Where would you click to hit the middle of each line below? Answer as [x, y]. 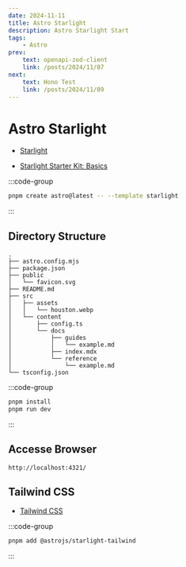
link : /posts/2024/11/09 [63, 89]
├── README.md [32, 289]
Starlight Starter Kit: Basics [64, 166]
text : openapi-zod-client [65, 60]
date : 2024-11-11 [37, 15]
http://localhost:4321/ [47, 468]
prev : [17, 52]
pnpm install [30, 402]
